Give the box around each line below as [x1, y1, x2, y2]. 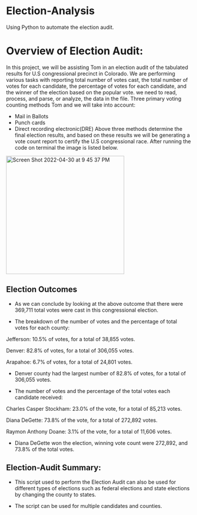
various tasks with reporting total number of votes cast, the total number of [6, 76, 188, 83]
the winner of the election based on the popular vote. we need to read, [6, 88, 178, 95]
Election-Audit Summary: [6, 463, 101, 473]
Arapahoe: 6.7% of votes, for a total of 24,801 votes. [6, 358, 133, 365]
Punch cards [14, 119, 46, 126]
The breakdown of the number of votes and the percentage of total [14, 318, 178, 325]
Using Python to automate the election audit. [6, 24, 114, 31]
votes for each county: [14, 324, 70, 331]
